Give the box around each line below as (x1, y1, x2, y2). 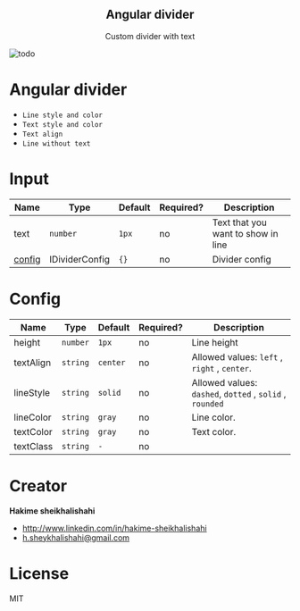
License (9, 563, 70, 583)
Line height (191, 336, 238, 348)
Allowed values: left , (191, 350, 283, 363)
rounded (191, 398, 224, 409)
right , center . (191, 362, 252, 374)
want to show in (212, 227, 279, 239)
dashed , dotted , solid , (191, 388, 287, 400)
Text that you (212, 216, 268, 229)
